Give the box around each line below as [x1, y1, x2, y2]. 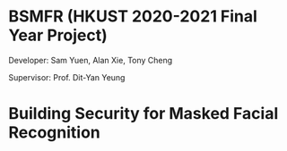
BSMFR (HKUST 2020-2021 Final [8, 6, 257, 27]
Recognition [8, 122, 100, 143]
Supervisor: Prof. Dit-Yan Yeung [8, 71, 126, 82]
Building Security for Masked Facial [8, 104, 279, 124]
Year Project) [8, 25, 109, 46]
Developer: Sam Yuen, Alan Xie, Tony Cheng [8, 55, 173, 65]
